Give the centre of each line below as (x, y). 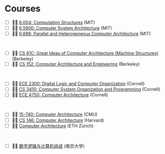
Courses (23, 9)
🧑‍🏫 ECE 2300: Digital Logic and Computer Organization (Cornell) (78, 84)
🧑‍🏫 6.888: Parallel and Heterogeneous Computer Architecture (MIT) (81, 34)
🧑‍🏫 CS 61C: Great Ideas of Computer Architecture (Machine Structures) (85, 53)
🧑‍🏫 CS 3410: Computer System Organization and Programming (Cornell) (86, 89)
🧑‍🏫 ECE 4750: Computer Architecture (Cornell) (60, 95)
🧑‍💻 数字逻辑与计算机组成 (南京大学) (48, 146)
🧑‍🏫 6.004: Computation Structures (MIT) (53, 22)
